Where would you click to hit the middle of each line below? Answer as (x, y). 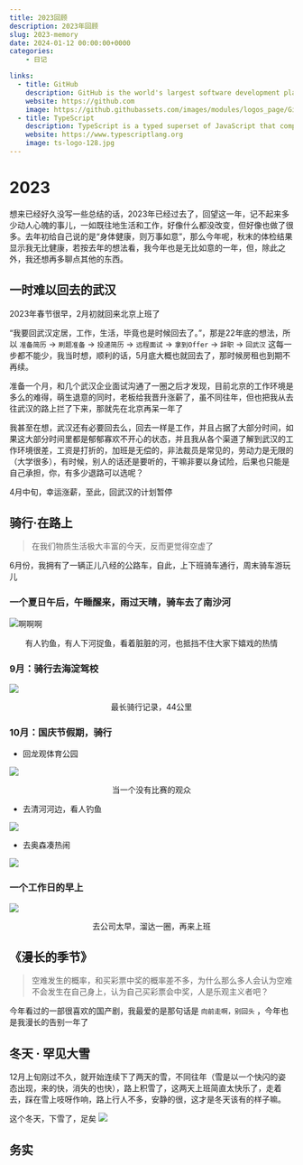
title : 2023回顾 (38, 18)
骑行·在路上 (41, 523)
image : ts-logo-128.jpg (70, 143)
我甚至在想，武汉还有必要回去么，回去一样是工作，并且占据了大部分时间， (147, 427)
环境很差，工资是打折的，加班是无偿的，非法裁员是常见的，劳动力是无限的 (155, 450)
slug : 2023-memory (44, 34)
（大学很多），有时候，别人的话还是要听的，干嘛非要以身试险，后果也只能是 (150, 461)
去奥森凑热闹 (46, 846)
